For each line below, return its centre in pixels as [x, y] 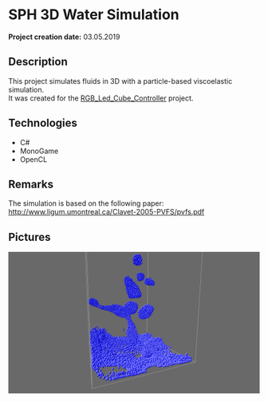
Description [38, 62]
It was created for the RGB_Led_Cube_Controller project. [101, 98]
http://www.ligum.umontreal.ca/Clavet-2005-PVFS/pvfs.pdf [106, 212]
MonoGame [39, 151]
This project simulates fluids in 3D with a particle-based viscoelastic [120, 81]
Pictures [30, 237]
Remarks [31, 184]
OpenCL [33, 159]
